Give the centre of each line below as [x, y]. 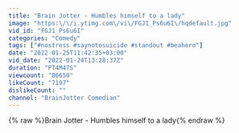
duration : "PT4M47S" [43, 68]
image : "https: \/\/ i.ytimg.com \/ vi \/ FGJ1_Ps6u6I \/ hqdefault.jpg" [120, 23]
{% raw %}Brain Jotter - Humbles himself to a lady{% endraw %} [117, 120]
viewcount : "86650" [41, 75]
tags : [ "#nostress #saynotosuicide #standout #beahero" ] [106, 46]
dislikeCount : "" [37, 90]
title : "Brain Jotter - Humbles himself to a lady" [97, 16]
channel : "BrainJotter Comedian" [64, 98]
